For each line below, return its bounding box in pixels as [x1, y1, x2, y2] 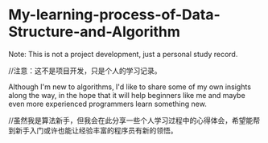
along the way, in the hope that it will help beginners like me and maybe [8, 90, 245, 100]
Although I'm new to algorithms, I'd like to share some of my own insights [8, 82, 252, 92]
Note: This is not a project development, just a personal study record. [8, 49, 238, 59]
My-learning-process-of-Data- [8, 6, 221, 24]
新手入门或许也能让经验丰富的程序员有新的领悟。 [14, 125, 178, 135]
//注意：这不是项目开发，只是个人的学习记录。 [8, 66, 163, 76]
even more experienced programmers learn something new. [8, 99, 207, 108]
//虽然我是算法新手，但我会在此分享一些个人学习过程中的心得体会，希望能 [8, 115, 254, 125]
